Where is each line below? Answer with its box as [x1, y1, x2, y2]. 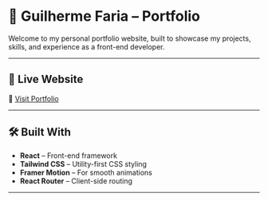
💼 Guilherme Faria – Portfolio [8, 7, 201, 26]
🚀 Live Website [8, 73, 84, 86]
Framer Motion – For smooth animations [19, 167, 153, 177]
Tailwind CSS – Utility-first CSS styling [19, 159, 148, 168]
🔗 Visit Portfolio [8, 93, 59, 103]
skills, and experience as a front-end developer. [8, 41, 165, 51]
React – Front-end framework [19, 151, 118, 160]
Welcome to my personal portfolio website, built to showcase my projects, [8, 33, 251, 43]
